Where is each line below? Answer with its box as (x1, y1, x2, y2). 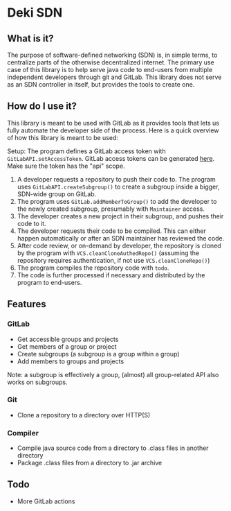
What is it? (7, 33, 54, 44)
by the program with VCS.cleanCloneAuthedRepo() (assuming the (17, 248, 200, 257)
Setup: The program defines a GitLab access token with (7, 147, 166, 155)
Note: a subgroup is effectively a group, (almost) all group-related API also (7, 370, 219, 379)
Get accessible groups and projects (17, 335, 119, 343)
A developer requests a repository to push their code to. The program (17, 175, 216, 183)
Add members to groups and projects (17, 357, 124, 365)
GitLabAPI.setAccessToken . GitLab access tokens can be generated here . (7, 154, 215, 162)
